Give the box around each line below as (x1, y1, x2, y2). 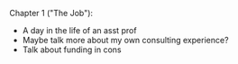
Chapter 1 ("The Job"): (9, 8, 93, 18)
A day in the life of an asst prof (22, 25, 137, 35)
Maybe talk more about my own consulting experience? (22, 35, 229, 45)
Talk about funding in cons (22, 44, 122, 55)
